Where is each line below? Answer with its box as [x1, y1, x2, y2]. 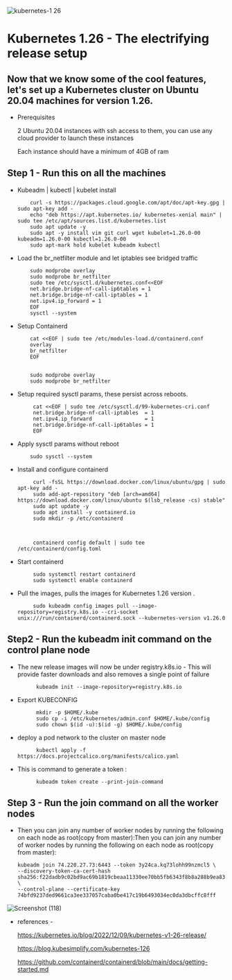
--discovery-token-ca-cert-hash [17, 868, 111, 875]
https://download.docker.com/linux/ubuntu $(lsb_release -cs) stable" [17, 496, 226, 504]
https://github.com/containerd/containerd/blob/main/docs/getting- [17, 958, 208, 966]
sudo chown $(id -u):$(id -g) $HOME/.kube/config [35, 721, 182, 728]
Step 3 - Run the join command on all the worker [7, 797, 219, 809]
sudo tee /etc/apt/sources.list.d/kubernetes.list [17, 217, 167, 225]
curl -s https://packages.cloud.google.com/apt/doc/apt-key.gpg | [30, 199, 226, 206]
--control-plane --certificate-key [17, 886, 121, 893]
